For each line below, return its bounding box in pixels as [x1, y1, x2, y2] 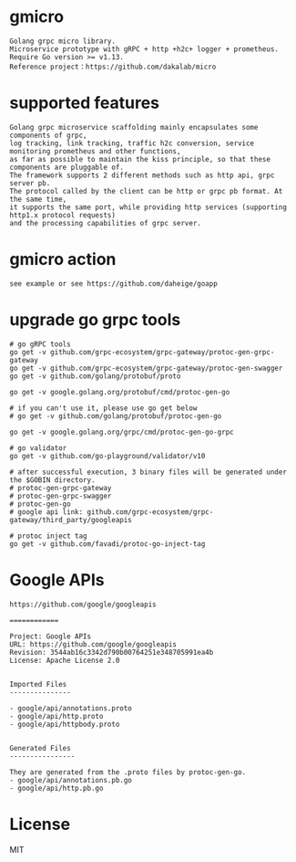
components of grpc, [9, 131, 88, 140]
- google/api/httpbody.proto [9, 720, 120, 729]
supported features [9, 93, 159, 113]
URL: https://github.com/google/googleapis [9, 639, 178, 649]
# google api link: [9, 507, 84, 517]
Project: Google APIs [9, 632, 92, 641]
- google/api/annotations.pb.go [9, 775, 132, 784]
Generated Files [9, 743, 71, 752]
